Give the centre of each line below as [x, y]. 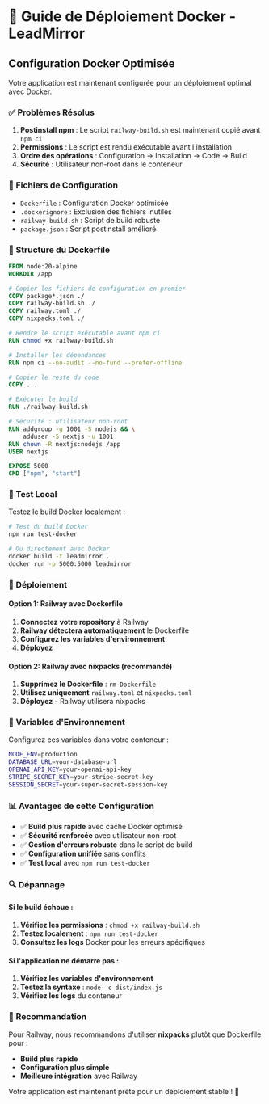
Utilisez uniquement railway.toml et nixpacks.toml [106, 693]
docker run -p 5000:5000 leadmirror [70, 564]
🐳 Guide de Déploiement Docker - [122, 17]
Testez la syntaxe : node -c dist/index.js [91, 987]
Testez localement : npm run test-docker [89, 933]
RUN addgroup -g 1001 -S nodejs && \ [72, 429]
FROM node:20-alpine [43, 266]
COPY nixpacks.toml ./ [46, 318]
